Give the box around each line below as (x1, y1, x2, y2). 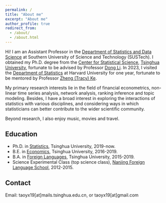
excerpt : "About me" (5, 16, 48, 21)
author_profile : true (5, 21, 50, 26)
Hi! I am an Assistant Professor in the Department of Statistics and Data (5, 48, 152, 55)
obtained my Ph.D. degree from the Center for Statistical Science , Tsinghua (5, 59, 160, 65)
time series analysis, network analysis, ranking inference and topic (17, 90, 155, 96)
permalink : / (5, 7, 32, 12)
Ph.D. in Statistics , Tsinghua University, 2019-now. (12, 143, 116, 149)
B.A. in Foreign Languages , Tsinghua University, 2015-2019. (12, 154, 135, 160)
